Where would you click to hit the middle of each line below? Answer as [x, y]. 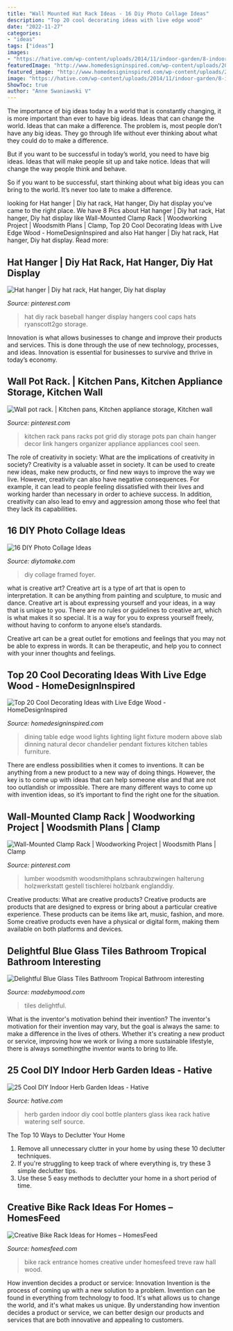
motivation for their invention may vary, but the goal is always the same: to [113, 1026]
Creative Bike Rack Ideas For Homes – [90, 1208]
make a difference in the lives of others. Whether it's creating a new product [116, 1034]
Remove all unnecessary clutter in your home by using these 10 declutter [121, 1148]
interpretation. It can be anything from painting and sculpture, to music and [114, 595]
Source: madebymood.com [46, 992]
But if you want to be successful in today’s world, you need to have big [108, 154]
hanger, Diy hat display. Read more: [58, 240]
